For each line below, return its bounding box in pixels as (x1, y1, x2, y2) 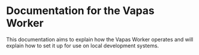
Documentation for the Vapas (6, 4, 154, 18)
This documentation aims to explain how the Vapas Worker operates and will (6, 36, 194, 43)
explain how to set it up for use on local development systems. (6, 42, 159, 49)
